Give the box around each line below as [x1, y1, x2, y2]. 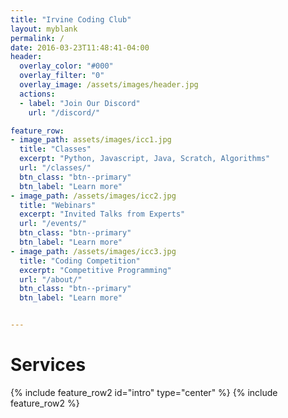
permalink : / [10, 33, 65, 43]
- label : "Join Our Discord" [19, 98, 141, 108]
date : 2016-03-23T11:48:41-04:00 [10, 42, 150, 53]
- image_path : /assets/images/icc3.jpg [10, 246, 177, 256]
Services [10, 354, 87, 376]
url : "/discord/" [28, 107, 101, 118]
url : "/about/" [19, 274, 83, 285]
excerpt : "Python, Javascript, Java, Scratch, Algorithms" [19, 154, 271, 164]
